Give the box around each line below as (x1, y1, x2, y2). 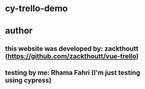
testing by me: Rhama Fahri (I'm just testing (5, 69, 141, 77)
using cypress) (5, 76, 52, 85)
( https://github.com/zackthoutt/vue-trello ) (5, 52, 139, 60)
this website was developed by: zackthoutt (5, 44, 139, 53)
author (5, 25, 33, 36)
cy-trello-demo (5, 3, 68, 14)
